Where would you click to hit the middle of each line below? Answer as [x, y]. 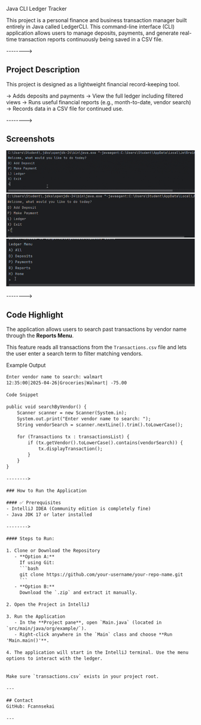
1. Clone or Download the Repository [53, 551]
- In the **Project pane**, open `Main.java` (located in [88, 623]
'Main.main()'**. [28, 641]
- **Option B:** [34, 587]
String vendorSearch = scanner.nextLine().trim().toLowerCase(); [100, 425]
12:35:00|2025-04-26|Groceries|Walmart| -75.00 [67, 383]
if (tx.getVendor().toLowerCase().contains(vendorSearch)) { [106, 443]
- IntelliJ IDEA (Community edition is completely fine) [79, 509]
